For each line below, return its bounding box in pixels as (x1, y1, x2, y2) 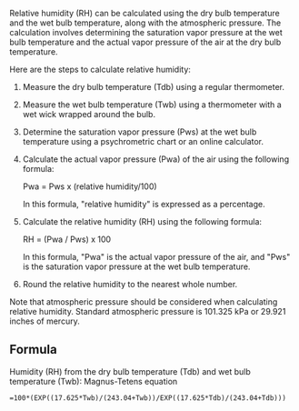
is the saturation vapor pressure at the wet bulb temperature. (22, 261, 251, 272)
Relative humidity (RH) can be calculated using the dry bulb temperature (9, 8, 280, 18)
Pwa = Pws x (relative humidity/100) (22, 181, 157, 192)
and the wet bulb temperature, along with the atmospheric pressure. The (9, 17, 282, 28)
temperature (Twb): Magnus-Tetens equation (9, 376, 178, 386)
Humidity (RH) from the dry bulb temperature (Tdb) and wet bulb (9, 366, 252, 376)
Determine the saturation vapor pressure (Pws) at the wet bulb (22, 126, 257, 137)
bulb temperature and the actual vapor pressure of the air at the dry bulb (9, 36, 282, 47)
